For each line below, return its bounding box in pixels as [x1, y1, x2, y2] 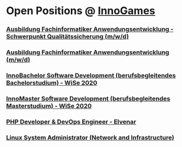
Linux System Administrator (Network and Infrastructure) [6, 133, 174, 142]
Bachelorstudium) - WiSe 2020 [6, 78, 97, 86]
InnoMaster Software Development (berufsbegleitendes [6, 94, 170, 102]
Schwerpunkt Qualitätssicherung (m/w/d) [6, 32, 129, 41]
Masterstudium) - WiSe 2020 [6, 102, 92, 110]
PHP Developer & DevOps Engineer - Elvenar [6, 118, 136, 126]
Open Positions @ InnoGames [6, 4, 155, 18]
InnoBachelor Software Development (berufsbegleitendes [6, 71, 176, 79]
